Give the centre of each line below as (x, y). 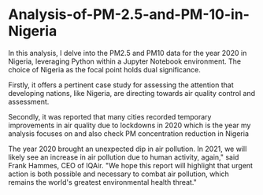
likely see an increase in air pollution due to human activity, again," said (124, 157)
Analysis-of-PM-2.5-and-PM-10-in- (129, 15)
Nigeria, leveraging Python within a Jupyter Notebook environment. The (125, 61)
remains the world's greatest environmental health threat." (102, 182)
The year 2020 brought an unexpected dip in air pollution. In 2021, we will (128, 149)
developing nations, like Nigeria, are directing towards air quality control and (132, 93)
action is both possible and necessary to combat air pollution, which (119, 174)
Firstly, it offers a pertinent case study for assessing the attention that (121, 85)
